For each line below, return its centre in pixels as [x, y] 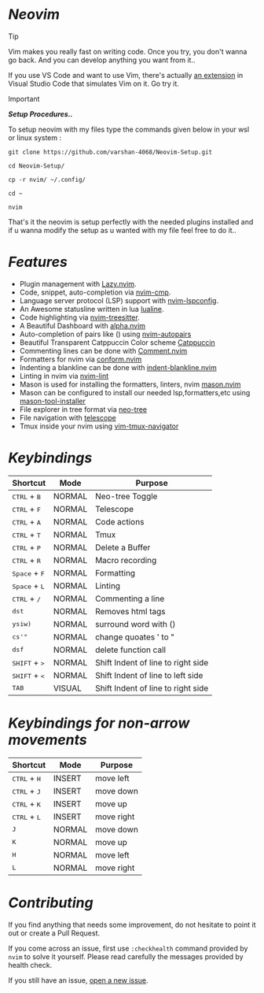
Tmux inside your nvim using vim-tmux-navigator [99, 426]
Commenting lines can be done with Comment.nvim [103, 350]
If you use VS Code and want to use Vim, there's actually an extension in [126, 75]
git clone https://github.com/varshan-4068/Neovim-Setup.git [110, 152]
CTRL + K [27, 803]
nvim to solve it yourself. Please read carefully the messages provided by [126, 956]
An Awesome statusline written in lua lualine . [92, 309]
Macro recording [126, 560]
